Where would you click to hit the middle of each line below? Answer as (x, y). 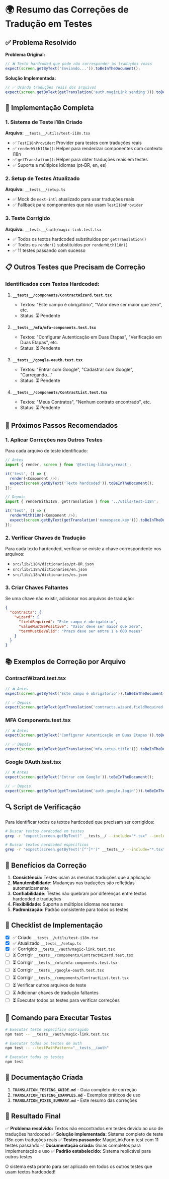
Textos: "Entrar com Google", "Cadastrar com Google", (77, 370)
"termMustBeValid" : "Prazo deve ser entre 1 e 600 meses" (80, 631)
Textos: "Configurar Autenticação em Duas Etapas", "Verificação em (91, 337)
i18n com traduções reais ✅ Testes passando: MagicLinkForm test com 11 (82, 1140)
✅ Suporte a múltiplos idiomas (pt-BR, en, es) (60, 165)
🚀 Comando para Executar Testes (59, 1018)
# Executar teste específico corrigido (47, 1029)
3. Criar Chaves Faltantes (37, 587)
